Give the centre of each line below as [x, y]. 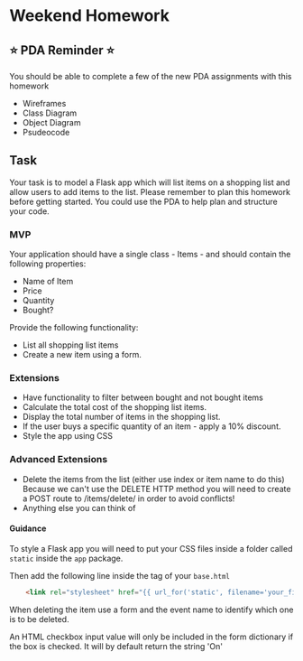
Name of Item [48, 282]
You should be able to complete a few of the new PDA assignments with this [151, 76]
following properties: [48, 264]
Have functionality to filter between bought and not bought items [142, 397]
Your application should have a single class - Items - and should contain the [150, 255]
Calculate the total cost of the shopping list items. [115, 407]
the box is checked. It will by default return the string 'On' [116, 646]
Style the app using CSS [68, 436]
